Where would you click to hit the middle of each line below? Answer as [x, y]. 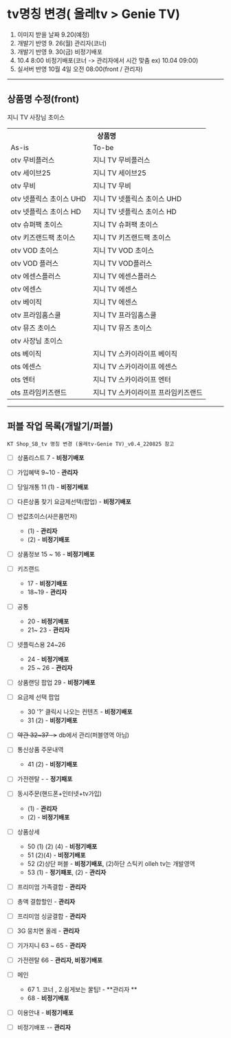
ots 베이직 [26, 353]
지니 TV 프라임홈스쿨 [124, 315]
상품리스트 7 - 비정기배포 [51, 457]
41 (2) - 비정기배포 [52, 765]
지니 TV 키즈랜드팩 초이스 [132, 237]
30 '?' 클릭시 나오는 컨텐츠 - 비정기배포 [80, 712]
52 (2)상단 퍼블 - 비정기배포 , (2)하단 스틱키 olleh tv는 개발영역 [111, 863]
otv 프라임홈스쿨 [36, 315]
